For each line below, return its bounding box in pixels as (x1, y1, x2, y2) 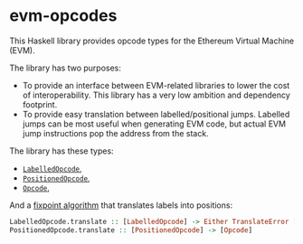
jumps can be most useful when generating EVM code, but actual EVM (22, 118, 287, 129)
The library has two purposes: (9, 62, 122, 73)
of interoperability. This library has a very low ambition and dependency (22, 89, 291, 100)
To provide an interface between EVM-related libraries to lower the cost (22, 80, 290, 90)
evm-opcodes (9, 5, 118, 26)
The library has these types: (9, 145, 115, 156)
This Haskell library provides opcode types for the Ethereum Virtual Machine (9, 35, 295, 46)
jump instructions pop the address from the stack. (22, 127, 210, 138)
